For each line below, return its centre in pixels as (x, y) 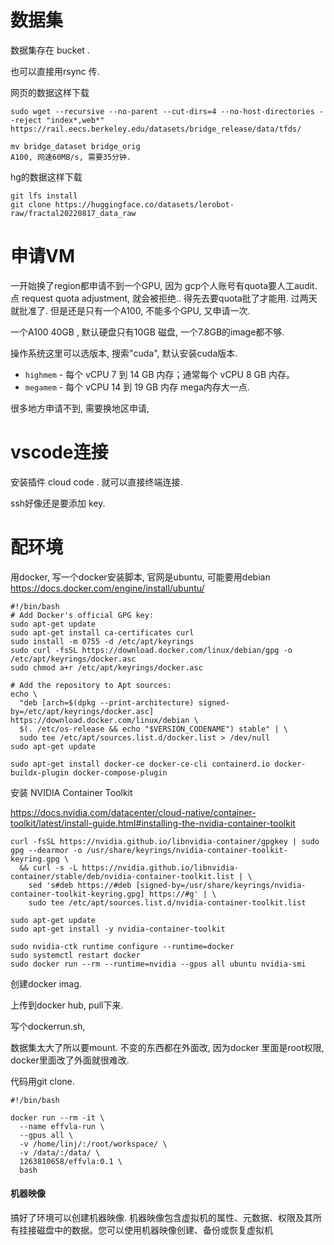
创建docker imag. (46, 983)
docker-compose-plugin (120, 772)
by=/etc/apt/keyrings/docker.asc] (82, 711)
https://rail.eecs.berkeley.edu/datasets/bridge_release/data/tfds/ (156, 129)
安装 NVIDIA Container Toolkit (71, 792)
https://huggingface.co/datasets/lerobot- (144, 204)
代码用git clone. (42, 1081)
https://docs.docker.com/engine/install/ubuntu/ (107, 588)
